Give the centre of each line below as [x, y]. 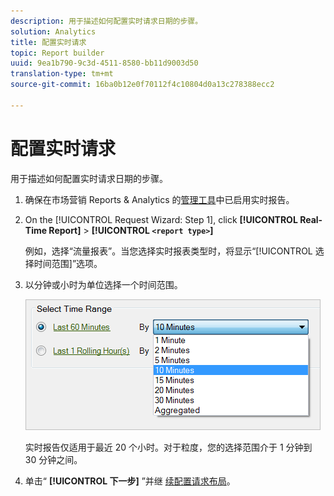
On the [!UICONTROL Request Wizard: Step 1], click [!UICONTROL [161, 219]
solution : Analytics [53, 31]
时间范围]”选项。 [68, 263]
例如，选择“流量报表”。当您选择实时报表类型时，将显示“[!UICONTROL [168, 251]
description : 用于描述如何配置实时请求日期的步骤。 [106, 21]
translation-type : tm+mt [62, 74]
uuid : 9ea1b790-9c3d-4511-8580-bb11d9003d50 [104, 63]
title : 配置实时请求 [48, 42]
